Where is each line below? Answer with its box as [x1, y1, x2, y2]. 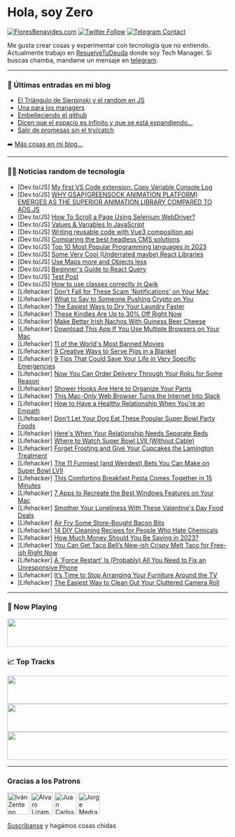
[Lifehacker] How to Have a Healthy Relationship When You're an [17, 399, 205, 407]
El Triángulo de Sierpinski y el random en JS [17, 96, 145, 105]
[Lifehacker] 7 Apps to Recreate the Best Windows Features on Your [17, 489, 214, 497]
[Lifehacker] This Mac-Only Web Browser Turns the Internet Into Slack [17, 391, 220, 400]
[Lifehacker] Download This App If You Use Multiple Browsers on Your [17, 324, 220, 333]
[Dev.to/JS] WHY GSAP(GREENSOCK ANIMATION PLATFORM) [17, 190, 198, 199]
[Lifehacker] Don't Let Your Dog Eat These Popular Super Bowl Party [17, 414, 215, 422]
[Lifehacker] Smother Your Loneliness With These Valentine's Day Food [17, 503, 224, 512]
